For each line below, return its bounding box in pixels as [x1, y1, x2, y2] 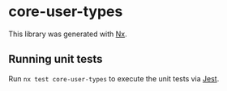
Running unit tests [8, 52, 103, 66]
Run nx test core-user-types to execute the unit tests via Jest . [8, 73, 220, 83]
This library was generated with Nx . [8, 29, 127, 39]
